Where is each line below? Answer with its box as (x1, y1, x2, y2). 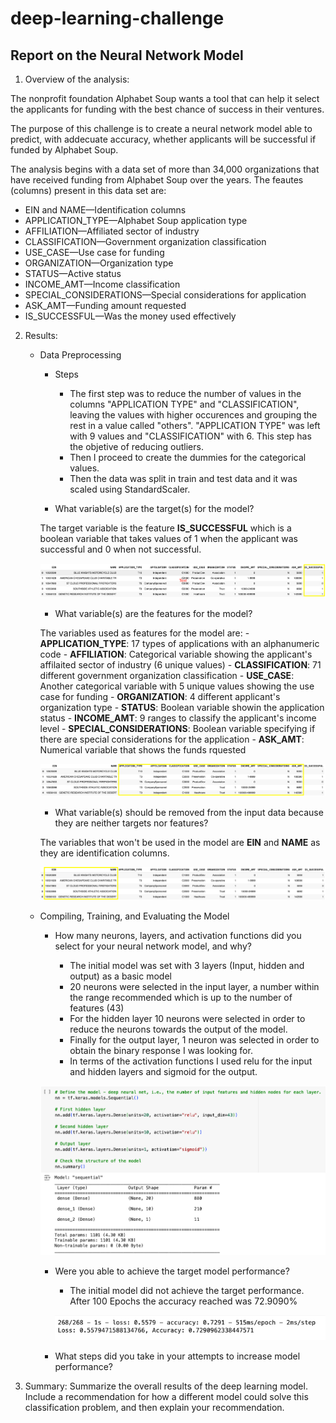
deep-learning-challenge (10, 7, 225, 30)
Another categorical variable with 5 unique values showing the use (39, 680, 315, 692)
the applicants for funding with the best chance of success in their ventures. (10, 103, 325, 115)
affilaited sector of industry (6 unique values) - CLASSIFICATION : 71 (39, 659, 322, 671)
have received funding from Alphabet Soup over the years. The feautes (10, 174, 304, 186)
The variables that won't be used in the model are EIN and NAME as (39, 837, 321, 849)
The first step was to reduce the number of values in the (69, 388, 302, 399)
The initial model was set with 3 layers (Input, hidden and (69, 960, 305, 972)
